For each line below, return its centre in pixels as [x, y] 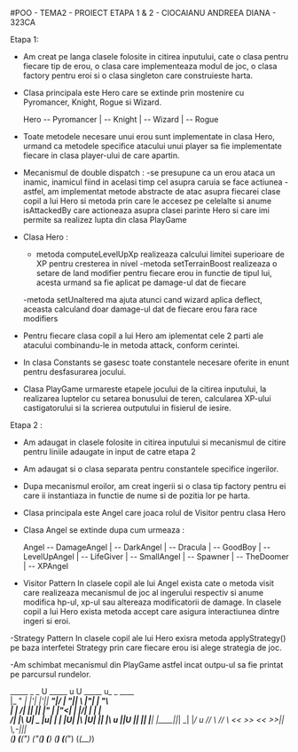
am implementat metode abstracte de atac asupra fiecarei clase [164, 191]
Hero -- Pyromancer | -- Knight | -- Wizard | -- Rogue [121, 119]
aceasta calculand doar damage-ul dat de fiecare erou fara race [140, 309]
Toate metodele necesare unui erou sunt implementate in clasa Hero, [149, 136]
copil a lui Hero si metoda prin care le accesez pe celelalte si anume [147, 201]
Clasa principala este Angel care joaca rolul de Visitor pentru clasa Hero [154, 513]
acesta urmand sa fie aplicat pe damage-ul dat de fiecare [141, 282]
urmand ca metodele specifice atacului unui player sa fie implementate [152, 146]
